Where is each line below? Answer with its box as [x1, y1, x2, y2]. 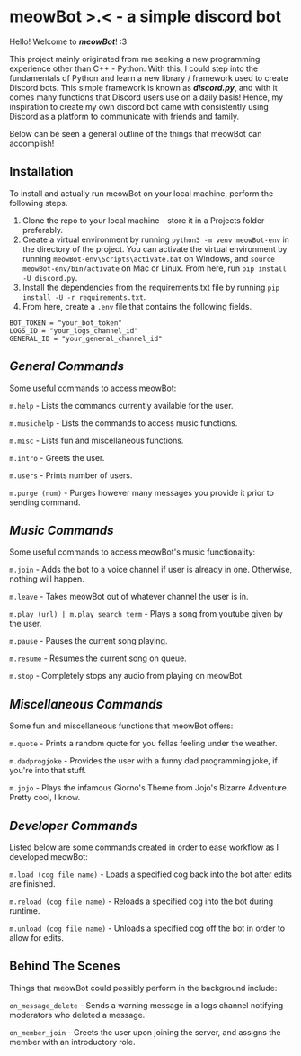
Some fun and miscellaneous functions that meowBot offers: [9, 720, 234, 731]
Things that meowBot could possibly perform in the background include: [9, 982, 278, 993]
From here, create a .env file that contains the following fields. [22, 301, 252, 311]
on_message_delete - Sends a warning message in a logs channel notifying [9, 999, 284, 1010]
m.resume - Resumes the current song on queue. [9, 653, 187, 663]
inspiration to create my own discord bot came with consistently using [9, 101, 270, 112]
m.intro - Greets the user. [9, 452, 105, 463]
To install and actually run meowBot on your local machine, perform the [9, 187, 274, 199]
